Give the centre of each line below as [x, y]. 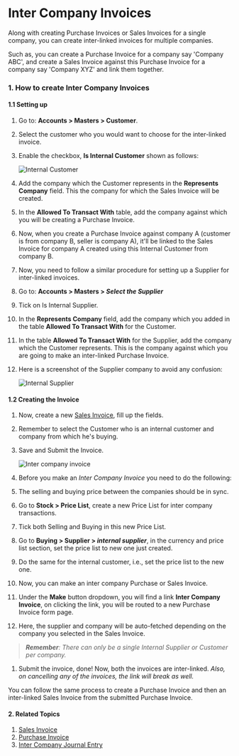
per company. [46, 655]
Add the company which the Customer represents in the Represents [118, 184]
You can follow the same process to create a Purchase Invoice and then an [117, 690]
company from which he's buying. [68, 436]
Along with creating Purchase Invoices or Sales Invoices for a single [107, 33]
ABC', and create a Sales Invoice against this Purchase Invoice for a [107, 61]
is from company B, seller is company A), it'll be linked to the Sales [116, 241]
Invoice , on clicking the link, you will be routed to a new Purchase [114, 605]
